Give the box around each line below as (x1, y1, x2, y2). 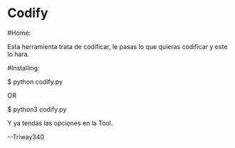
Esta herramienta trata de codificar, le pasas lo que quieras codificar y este (7, 42, 228, 51)
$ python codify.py (7, 77, 63, 86)
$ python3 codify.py (7, 105, 67, 113)
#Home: (7, 28, 31, 37)
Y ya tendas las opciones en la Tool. (7, 119, 113, 127)
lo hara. (7, 50, 30, 58)
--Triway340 (7, 132, 45, 141)
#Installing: (7, 63, 40, 72)
